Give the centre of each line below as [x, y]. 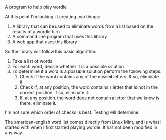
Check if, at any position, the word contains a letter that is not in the [88, 87]
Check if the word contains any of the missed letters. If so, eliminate [89, 77]
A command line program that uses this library [59, 37]
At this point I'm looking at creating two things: [53, 17]
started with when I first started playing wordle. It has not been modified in [81, 127]
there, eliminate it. [38, 103]
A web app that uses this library [45, 42]
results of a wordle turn [36, 31]
